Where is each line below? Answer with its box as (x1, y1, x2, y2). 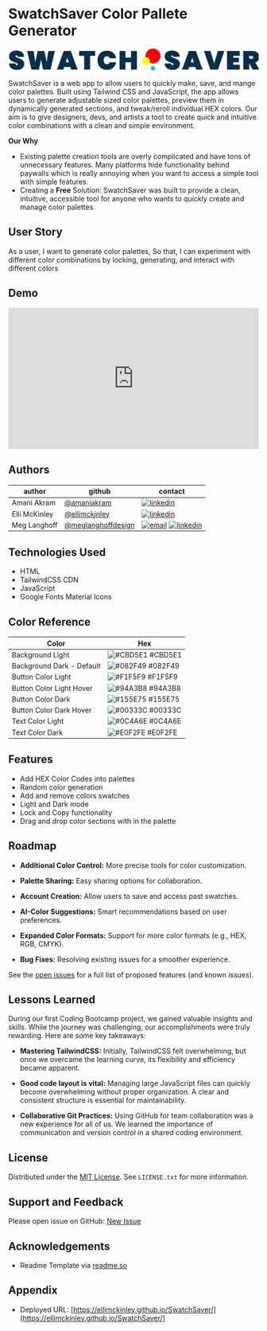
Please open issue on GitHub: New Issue (8, 1216, 141, 1226)
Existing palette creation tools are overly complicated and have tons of (19, 151, 251, 161)
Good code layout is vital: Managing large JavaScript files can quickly (19, 1079, 250, 1088)
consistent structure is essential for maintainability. (19, 1095, 187, 1105)
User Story (8, 225, 63, 239)
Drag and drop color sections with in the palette (19, 816, 176, 826)
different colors (8, 263, 59, 273)
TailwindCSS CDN (19, 575, 79, 585)
